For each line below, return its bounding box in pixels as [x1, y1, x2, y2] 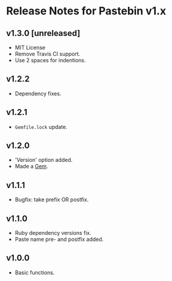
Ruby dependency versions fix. [14, 229, 91, 237]
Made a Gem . [14, 163, 48, 170]
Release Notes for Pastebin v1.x [6, 4, 166, 18]
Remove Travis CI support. [14, 50, 81, 58]
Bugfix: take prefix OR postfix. [14, 196, 89, 203]
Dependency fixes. [14, 90, 62, 97]
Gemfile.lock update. [14, 123, 67, 130]
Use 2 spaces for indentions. [14, 57, 86, 64]
